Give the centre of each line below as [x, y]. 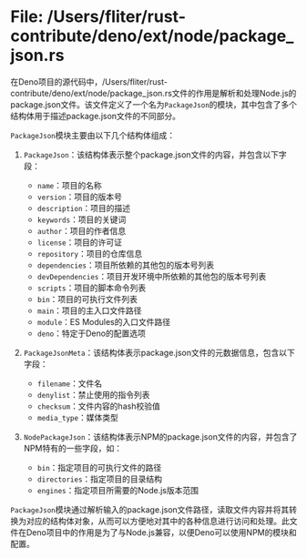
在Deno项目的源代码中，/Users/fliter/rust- [89, 81]
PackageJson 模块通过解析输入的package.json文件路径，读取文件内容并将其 [150, 509]
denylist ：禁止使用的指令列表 [93, 394]
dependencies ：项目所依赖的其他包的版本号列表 [126, 265]
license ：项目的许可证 [79, 242]
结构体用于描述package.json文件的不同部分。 [96, 116]
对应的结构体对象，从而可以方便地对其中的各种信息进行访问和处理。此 [158, 521]
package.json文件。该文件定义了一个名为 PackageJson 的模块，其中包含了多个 [154, 104]
